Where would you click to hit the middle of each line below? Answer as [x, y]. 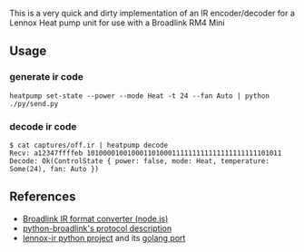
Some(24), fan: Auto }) [54, 169]
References [43, 197]
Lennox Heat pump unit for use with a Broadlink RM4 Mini [117, 23]
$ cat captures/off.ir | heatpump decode [89, 145]
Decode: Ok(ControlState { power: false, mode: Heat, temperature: [140, 161]
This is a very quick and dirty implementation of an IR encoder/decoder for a [152, 13]
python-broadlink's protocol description [97, 228]
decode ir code [43, 126]
